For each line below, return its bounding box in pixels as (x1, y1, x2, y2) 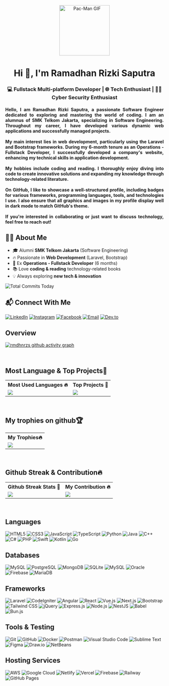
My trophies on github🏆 (5, 417, 83, 425)
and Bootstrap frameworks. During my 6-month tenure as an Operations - (5, 144, 164, 150)
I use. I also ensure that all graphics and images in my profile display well (5, 197, 164, 203)
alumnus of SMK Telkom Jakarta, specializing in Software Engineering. (5, 117, 164, 123)
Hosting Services (5, 656, 61, 665)
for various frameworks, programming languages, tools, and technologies (5, 192, 164, 198)
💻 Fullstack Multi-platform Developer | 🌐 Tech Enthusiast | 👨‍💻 (7, 86, 162, 93)
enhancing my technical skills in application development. (5, 155, 130, 161)
